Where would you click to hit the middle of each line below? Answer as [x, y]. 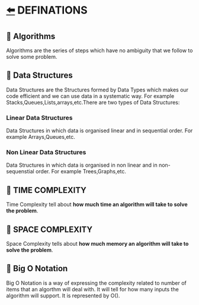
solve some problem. [32, 57]
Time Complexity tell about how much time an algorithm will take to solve [97, 205]
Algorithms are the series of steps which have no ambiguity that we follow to [99, 50]
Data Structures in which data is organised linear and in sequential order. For [99, 131]
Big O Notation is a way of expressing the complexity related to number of [96, 283]
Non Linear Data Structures [46, 152]
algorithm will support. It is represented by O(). [63, 296]
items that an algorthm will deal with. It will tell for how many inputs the [92, 289]
